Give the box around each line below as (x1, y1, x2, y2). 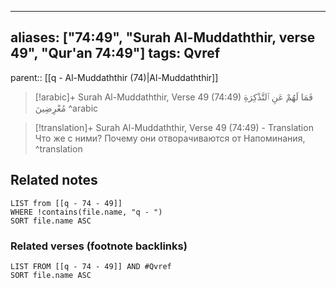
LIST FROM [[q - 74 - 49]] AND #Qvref (10, 261, 172, 271)
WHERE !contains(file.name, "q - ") (10, 207, 163, 217)
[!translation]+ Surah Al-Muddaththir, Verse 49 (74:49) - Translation (34, 121, 314, 133)
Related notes (10, 172, 98, 189)
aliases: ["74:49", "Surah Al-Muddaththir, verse (10, 29, 316, 46)
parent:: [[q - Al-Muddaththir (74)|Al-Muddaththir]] (10, 71, 219, 83)
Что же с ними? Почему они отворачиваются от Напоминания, (34, 132, 306, 144)
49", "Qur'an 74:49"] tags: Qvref (10, 45, 221, 62)
